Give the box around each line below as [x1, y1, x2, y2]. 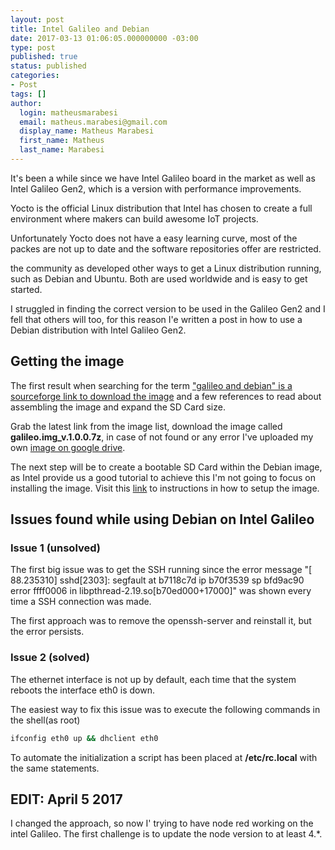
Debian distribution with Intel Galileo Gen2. [10, 324, 187, 336]
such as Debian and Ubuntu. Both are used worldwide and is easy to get [10, 272, 308, 285]
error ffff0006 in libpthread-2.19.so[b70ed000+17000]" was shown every [10, 585, 312, 597]
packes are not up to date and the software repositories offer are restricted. [10, 242, 322, 255]
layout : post [10, 14, 65, 25]
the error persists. [10, 626, 85, 638]
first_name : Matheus [19, 136, 105, 146]
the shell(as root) [10, 714, 81, 726]
